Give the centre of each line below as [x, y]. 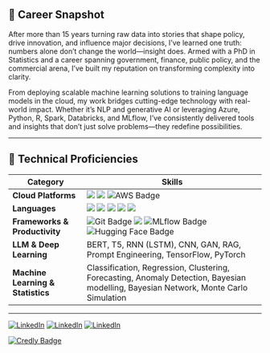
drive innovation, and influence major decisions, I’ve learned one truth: [125, 43]
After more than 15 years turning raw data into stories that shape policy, [127, 34]
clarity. [20, 76]
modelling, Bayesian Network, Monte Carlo [168, 287]
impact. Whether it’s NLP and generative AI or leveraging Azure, [134, 109]
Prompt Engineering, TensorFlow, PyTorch [166, 254]
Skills [172, 181]
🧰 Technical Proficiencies [73, 159]
